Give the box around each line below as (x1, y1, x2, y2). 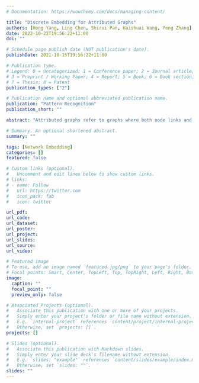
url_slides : (6, 237, 36, 243)
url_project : (6, 231, 38, 237)
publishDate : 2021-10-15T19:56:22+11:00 (6, 52, 108, 58)
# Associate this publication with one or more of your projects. (6, 308, 179, 314)
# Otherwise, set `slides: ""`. (6, 362, 92, 369)
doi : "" (6, 36, 25, 42)
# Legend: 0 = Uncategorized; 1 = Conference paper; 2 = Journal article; (6, 68, 195, 74)
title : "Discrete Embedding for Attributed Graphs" (6, 19, 136, 25)
